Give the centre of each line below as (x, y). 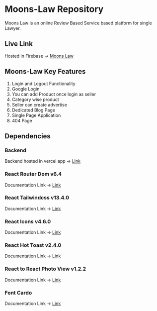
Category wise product (35, 99)
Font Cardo (18, 293)
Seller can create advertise (39, 104)
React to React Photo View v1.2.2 (45, 269)
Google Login (26, 89)
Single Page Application (36, 115)
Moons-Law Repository (54, 9)
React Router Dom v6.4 (33, 174)
